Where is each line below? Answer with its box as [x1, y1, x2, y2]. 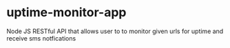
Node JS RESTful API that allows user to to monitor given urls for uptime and [6, 27, 224, 35]
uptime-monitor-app [6, 5, 127, 20]
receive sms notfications [6, 34, 76, 42]
